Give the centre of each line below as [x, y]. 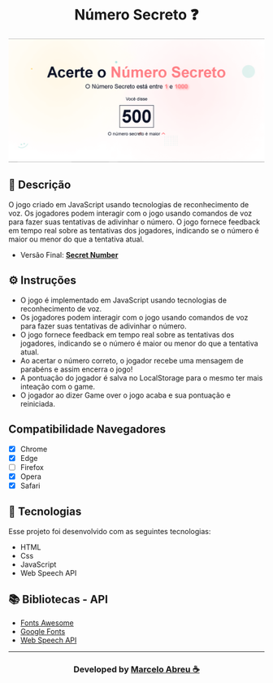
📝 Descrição [40, 185]
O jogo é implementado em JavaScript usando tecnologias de [123, 300]
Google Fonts [43, 632]
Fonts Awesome [47, 623]
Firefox [32, 467]
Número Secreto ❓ [136, 15]
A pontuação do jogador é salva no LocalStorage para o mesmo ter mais [141, 377]
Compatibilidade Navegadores [87, 430]
